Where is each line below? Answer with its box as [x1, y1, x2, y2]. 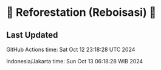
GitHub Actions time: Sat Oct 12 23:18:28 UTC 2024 [6, 46, 135, 53]
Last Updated [6, 30, 58, 40]
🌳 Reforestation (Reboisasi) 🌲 [6, 5, 157, 19]
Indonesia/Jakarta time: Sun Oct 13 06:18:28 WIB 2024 [6, 58, 143, 65]
